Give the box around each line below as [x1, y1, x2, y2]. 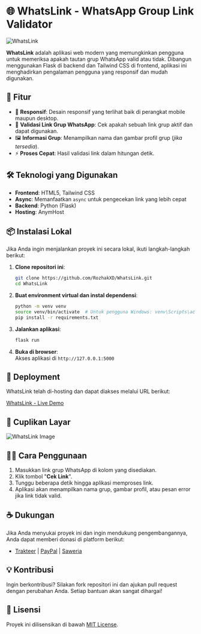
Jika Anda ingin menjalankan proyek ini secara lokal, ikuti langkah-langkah [6, 245, 190, 253]
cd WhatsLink [14, 281, 48, 287]
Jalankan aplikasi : [14, 325, 61, 333]
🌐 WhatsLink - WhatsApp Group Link [6, 4, 194, 18]
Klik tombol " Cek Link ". [14, 473, 73, 480]
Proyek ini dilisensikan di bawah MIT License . [6, 621, 119, 628]
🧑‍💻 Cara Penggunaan [6, 450, 87, 460]
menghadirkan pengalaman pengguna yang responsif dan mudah [6, 68, 168, 75]
